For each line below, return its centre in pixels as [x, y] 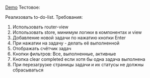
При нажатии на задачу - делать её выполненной [66, 43]
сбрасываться [28, 70]
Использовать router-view [41, 27]
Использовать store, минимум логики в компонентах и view [77, 32]
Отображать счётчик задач [42, 48]
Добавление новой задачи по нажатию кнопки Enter [69, 38]
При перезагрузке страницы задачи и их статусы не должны [78, 65]
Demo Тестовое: [23, 7]
